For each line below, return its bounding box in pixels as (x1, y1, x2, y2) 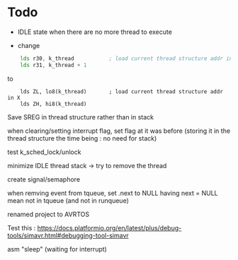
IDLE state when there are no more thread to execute (17, 28, 172, 36)
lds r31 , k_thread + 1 (20, 61, 87, 69)
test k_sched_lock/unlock (7, 148, 81, 156)
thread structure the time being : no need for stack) (7, 134, 157, 142)
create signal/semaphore (7, 175, 80, 184)
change (17, 41, 40, 49)
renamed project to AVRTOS (7, 210, 90, 218)
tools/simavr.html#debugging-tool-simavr (7, 231, 129, 240)
